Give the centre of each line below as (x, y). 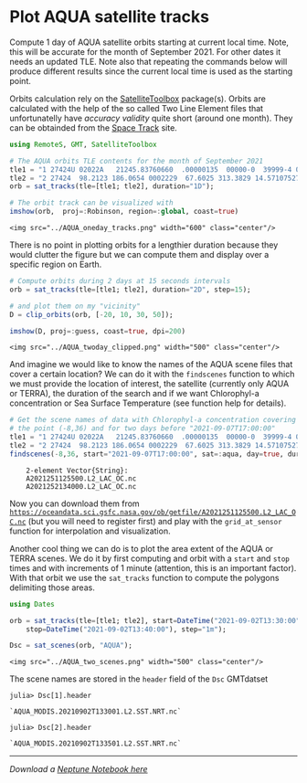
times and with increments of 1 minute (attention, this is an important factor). (153, 567)
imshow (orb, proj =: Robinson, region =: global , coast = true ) (124, 212)
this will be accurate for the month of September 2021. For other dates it (145, 51)
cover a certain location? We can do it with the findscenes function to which (152, 374)
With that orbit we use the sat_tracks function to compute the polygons (144, 577)
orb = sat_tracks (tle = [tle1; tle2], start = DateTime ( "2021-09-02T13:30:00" (155, 620)
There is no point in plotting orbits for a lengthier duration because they (144, 245)
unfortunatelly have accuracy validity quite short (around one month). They (151, 118)
